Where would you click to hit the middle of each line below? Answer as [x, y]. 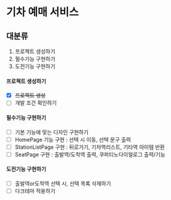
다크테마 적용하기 [35, 191]
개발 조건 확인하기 [36, 103]
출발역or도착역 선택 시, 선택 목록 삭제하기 [63, 183]
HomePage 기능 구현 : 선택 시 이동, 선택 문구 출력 [73, 139]
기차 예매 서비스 [42, 12]
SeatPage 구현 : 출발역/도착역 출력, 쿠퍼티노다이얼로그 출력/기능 [90, 154]
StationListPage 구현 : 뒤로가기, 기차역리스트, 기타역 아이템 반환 [90, 147]
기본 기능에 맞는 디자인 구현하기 [51, 132]
